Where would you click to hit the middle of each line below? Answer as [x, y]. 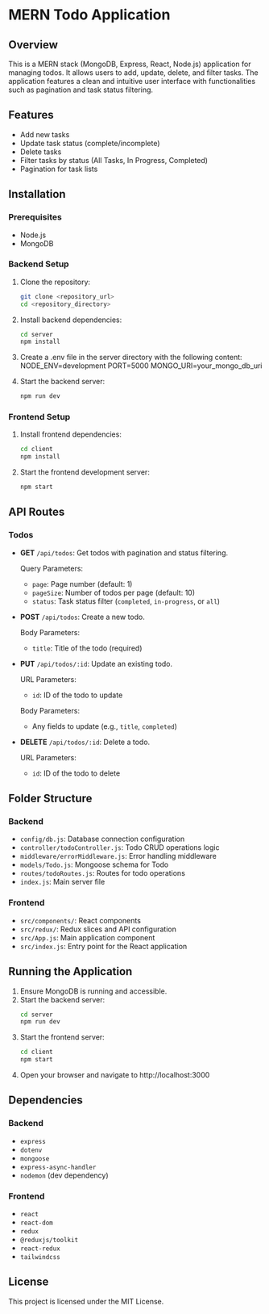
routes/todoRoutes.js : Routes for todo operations [102, 873]
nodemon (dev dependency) [64, 1175]
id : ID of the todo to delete [76, 773]
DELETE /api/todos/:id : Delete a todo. [85, 742]
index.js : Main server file [62, 882]
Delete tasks [41, 152]
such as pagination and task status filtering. [81, 90]
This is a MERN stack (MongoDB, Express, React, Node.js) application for [130, 64]
